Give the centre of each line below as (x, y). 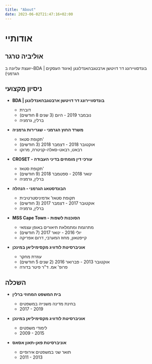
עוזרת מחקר (31, 257)
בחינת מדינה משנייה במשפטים (47, 304)
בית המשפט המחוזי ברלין (36, 295)
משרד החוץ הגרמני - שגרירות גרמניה (48, 130)
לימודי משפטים (33, 328)
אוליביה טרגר (24, 57)
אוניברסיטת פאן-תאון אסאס (39, 342)
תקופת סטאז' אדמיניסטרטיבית (47, 198)
